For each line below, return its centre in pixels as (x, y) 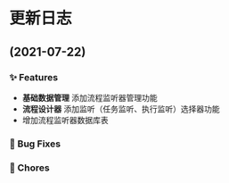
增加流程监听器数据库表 (65, 120)
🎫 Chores (30, 168)
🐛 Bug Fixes (35, 144)
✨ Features (34, 77)
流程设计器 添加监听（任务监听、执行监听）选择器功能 (121, 109)
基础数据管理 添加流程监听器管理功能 (90, 97)
